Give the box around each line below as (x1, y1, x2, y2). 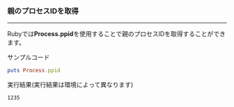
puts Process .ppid (7, 67, 61, 74)
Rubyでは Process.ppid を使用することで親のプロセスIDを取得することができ (7, 30, 226, 38)
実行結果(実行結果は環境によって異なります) (7, 81, 134, 89)
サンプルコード (7, 53, 50, 62)
